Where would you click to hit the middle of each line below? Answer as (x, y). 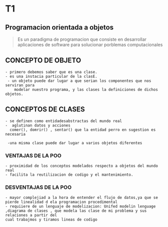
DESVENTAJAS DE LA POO (38, 187)
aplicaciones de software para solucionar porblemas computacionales (90, 45)
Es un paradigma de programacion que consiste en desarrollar (82, 39)
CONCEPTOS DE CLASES (45, 109)
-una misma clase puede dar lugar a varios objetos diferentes (75, 143)
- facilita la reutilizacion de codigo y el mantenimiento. (69, 175)
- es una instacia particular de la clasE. (51, 76)
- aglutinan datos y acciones (38, 125)
